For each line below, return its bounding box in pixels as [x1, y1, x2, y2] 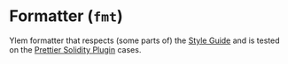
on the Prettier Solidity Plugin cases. [9, 44, 142, 54]
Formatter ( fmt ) [9, 6, 123, 26]
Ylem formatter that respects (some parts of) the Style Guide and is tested [9, 35, 281, 46]
